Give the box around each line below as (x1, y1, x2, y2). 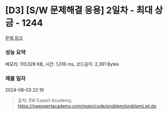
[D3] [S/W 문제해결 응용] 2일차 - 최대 (5, 5, 153, 16)
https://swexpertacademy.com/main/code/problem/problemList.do (17, 103, 157, 109)
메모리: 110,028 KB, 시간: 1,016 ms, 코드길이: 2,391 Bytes (5, 61, 120, 67)
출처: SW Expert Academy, (17, 97, 73, 103)
